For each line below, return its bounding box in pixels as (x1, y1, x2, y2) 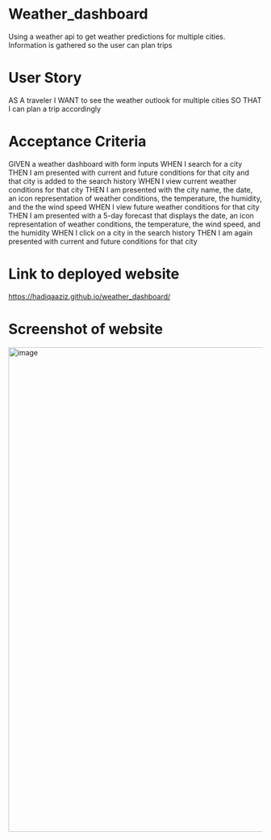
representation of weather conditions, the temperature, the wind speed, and (8, 219, 261, 229)
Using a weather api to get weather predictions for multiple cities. (8, 32, 226, 41)
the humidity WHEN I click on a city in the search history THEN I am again (8, 227, 253, 237)
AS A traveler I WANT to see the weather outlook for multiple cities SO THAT (8, 95, 262, 105)
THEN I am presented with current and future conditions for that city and (8, 168, 250, 177)
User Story (8, 69, 82, 87)
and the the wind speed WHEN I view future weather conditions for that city (8, 202, 260, 211)
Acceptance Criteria (8, 133, 147, 151)
